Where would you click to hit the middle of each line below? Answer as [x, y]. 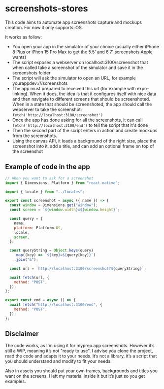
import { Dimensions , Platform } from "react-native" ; [63, 183]
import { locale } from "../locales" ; [45, 192]
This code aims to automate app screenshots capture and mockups [73, 22]
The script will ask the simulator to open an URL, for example [74, 78]
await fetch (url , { [30, 277]
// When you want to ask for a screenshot [49, 178]
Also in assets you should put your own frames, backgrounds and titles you [81, 371]
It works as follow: [24, 37]
